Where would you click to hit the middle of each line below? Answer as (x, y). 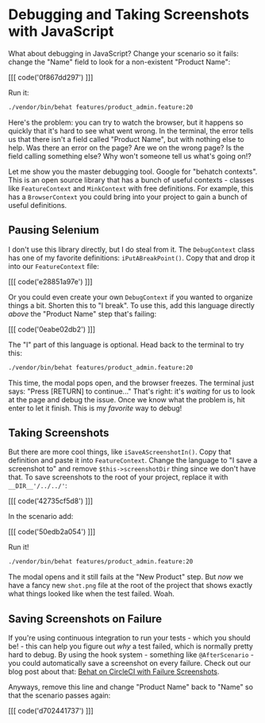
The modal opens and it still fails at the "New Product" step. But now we (126, 577)
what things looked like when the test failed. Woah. (91, 594)
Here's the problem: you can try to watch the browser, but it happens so (126, 122)
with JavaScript (61, 31)
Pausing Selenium (54, 231)
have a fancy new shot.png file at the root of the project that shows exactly (131, 586)
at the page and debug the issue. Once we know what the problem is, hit (127, 399)
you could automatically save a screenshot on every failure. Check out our (130, 663)
